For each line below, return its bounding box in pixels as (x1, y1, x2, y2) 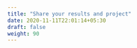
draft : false (7, 23, 46, 30)
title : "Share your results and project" (7, 10, 132, 18)
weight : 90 (7, 30, 40, 37)
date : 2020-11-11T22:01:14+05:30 (7, 17, 106, 24)
